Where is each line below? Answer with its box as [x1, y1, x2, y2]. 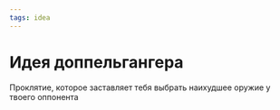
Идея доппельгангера [9, 51, 184, 72]
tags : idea [9, 13, 51, 23]
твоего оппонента [9, 91, 79, 102]
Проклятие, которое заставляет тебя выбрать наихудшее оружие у [9, 82, 271, 93]
